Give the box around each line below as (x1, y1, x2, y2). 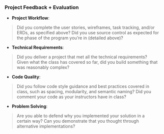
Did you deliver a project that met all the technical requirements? (16, 54, 148, 60)
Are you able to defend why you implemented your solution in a (16, 113, 145, 119)
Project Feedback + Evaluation (4, 4, 79, 11)
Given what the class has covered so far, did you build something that (16, 59, 158, 65)
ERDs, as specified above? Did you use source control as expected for (16, 30, 159, 36)
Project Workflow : (11, 15, 50, 21)
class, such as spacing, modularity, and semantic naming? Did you (16, 89, 152, 95)
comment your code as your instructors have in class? (16, 94, 126, 100)
